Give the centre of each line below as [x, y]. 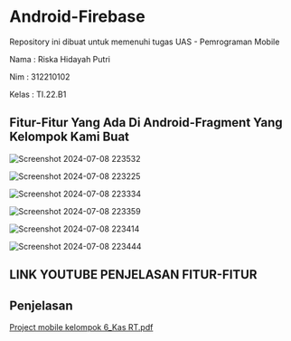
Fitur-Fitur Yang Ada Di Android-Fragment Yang [146, 123]
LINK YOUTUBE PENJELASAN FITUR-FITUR [133, 275]
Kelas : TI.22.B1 [38, 94]
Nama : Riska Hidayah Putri [60, 59]
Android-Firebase [78, 17]
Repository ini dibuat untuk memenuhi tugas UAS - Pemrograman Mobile [145, 42]
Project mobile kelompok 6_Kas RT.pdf [81, 327]
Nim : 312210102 [40, 76]
